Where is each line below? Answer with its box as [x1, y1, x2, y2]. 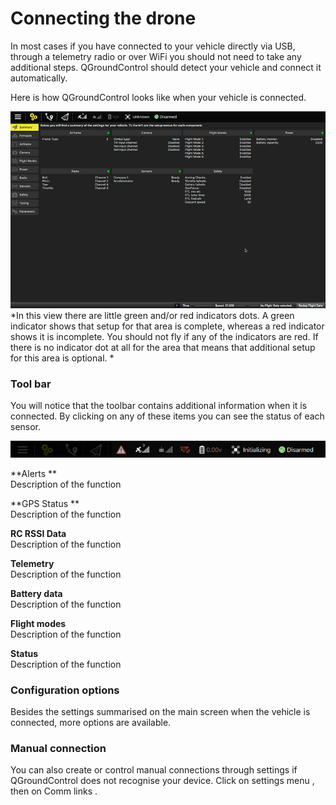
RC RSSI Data [10, 527, 67, 539]
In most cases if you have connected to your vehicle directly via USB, [10, 40, 296, 52]
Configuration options [10, 683, 120, 697]
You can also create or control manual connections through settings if [10, 764, 298, 776]
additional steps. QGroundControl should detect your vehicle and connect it [10, 61, 322, 73]
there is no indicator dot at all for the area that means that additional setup [10, 341, 316, 353]
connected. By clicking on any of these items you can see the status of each [10, 410, 325, 422]
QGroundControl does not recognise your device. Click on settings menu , [10, 775, 315, 787]
